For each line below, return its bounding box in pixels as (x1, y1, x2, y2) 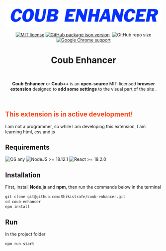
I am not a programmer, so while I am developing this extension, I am (5, 123, 146, 129)
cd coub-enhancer (5, 199, 41, 205)
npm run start (5, 242, 35, 247)
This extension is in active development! (5, 110, 133, 119)
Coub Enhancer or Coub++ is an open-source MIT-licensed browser (12, 80, 155, 86)
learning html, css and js (5, 129, 56, 135)
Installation (5, 171, 41, 179)
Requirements (5, 143, 50, 151)
